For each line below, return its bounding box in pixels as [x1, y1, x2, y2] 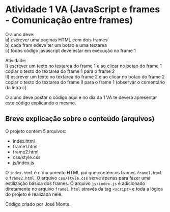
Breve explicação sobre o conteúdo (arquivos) [5, 115, 155, 123]
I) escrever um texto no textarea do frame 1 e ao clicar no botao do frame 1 [5, 63, 162, 69]
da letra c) [5, 84, 27, 90]
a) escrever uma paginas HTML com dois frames [5, 37, 108, 43]
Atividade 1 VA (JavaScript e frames [5, 4, 160, 15]
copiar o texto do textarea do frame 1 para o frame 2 [5, 68, 115, 74]
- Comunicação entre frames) [5, 14, 133, 26]
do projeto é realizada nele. [5, 191, 63, 197]
